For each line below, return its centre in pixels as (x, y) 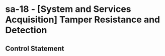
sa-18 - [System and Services (68, 9)
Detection (26, 30)
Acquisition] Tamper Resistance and (82, 20)
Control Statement (35, 48)
